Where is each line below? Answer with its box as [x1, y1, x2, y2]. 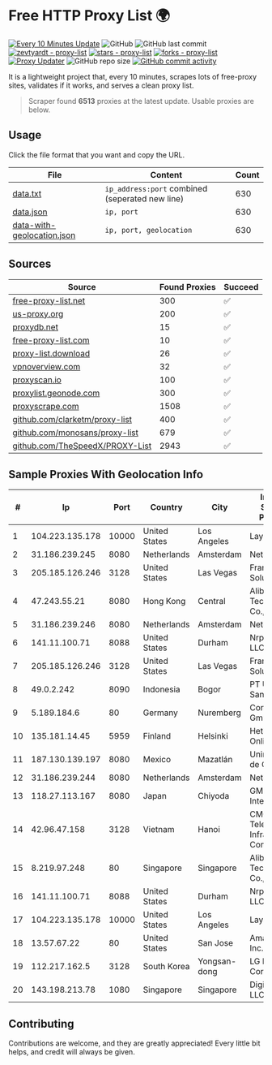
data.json [12, 206, 48, 218]
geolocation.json [12, 229, 76, 240]
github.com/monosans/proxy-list [12, 427, 139, 438]
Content [150, 169, 183, 180]
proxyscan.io [12, 374, 62, 386]
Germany [142, 707, 178, 718]
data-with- [12, 219, 57, 231]
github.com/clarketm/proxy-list [12, 413, 132, 425]
